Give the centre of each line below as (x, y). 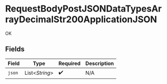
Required (69, 63)
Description (100, 63)
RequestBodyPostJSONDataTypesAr (83, 9)
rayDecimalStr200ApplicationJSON (81, 19)
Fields (15, 49)
